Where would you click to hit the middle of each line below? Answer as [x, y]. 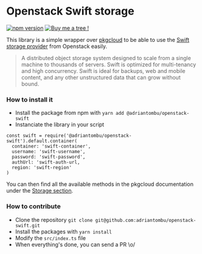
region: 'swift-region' [42, 168]
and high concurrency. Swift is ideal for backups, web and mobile [103, 70]
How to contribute [33, 207]
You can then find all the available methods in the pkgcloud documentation [100, 184]
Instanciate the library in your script [60, 125]
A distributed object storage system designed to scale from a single [106, 58]
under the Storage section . [40, 191]
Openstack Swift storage [71, 11]
